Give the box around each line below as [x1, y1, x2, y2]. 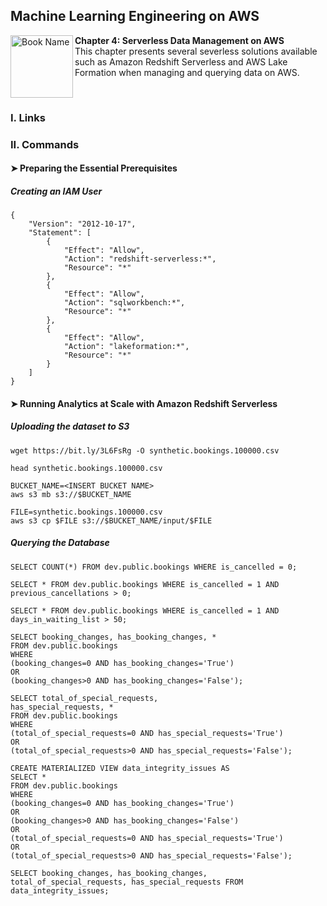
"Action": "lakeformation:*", [63, 342, 190, 352]
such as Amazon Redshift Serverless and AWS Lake [74, 55, 288, 68]
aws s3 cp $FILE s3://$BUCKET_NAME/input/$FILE [10, 515, 213, 526]
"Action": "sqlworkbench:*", [63, 298, 186, 308]
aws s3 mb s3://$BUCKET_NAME [10, 489, 132, 499]
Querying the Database [10, 537, 110, 549]
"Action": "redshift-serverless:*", [63, 254, 217, 264]
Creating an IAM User [10, 185, 103, 197]
